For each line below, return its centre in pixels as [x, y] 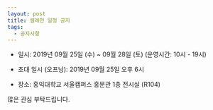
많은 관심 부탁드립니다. [39, 99]
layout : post [27, 14]
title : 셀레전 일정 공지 [39, 20]
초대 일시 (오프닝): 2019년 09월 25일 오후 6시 [81, 69]
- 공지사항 [27, 33]
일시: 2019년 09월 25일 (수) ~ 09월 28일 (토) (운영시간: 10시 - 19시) [112, 54]
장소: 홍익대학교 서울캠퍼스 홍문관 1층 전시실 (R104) [89, 85]
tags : [15, 27]
